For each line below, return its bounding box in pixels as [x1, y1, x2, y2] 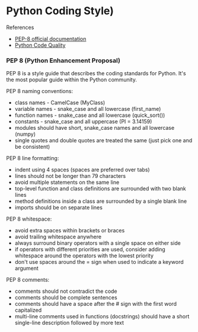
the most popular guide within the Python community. [6, 76, 138, 84]
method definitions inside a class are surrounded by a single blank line [14, 197, 187, 205]
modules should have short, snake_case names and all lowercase [14, 124, 175, 132]
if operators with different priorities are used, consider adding [14, 246, 166, 253]
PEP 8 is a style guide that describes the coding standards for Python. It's [6, 70, 186, 77]
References [6, 24, 34, 31]
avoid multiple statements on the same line [14, 179, 120, 186]
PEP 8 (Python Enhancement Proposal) [6, 56, 120, 65]
